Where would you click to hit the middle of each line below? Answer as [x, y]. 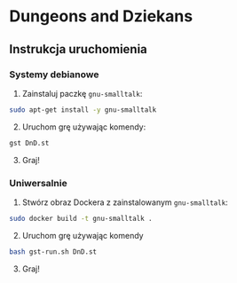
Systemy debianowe [54, 75]
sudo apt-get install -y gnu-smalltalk [83, 110]
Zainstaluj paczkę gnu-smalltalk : [82, 93]
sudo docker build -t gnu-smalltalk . [81, 218]
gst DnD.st [29, 143]
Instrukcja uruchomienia [79, 49]
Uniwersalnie [39, 183]
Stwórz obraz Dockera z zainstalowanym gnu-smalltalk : [125, 202]
